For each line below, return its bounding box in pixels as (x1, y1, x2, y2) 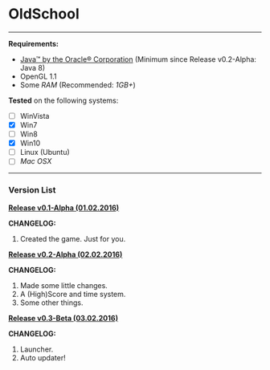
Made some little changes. (19, 280, 108, 290)
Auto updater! (19, 352, 66, 362)
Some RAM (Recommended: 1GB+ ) (19, 79, 137, 89)
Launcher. (19, 344, 54, 354)
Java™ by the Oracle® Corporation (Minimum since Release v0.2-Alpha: (19, 54, 257, 64)
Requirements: (8, 39, 59, 48)
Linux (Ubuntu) (19, 148, 70, 157)
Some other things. (19, 298, 84, 307)
